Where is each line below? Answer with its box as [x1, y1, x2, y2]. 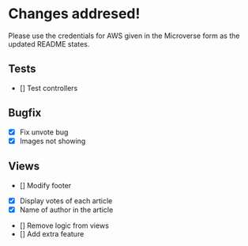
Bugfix [8, 106, 42, 119]
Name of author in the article [19, 205, 114, 214]
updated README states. [8, 39, 90, 48]
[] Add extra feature [19, 229, 85, 238]
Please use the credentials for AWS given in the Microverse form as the [8, 31, 240, 40]
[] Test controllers [19, 83, 78, 93]
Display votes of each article [19, 195, 113, 206]
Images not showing [19, 136, 86, 146]
